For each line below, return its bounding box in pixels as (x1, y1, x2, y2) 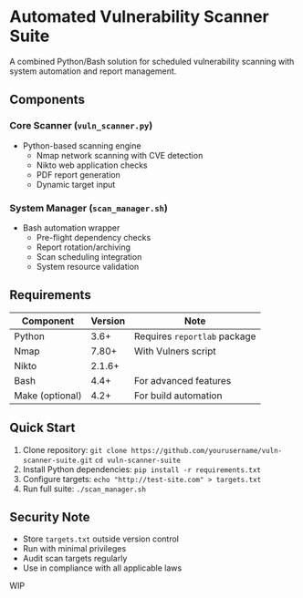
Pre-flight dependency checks (36, 232, 151, 242)
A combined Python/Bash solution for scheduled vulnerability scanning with (9, 56, 295, 67)
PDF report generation (36, 169, 120, 180)
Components (9, 92, 85, 108)
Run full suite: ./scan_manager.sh (22, 483, 146, 494)
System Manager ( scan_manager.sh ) (9, 201, 169, 214)
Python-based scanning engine (22, 139, 141, 151)
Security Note (9, 509, 90, 525)
